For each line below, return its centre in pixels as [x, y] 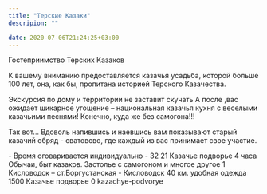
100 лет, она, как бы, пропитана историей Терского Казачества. [117, 84]
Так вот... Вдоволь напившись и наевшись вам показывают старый [123, 132]
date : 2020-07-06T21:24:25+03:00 [64, 38]
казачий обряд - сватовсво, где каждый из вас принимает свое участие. [133, 141]
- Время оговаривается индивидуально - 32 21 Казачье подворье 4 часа [133, 156]
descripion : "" [33, 23]
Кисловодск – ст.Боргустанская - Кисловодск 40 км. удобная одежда [128, 173]
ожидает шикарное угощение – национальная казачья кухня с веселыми [133, 108]
